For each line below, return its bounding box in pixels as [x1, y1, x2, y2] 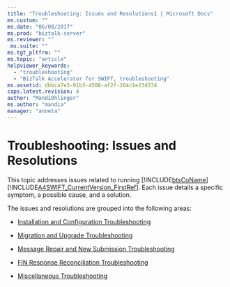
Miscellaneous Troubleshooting [17, 272, 108, 280]
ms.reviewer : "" [7, 36, 54, 43]
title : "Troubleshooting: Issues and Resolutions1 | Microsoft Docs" [7, 10, 214, 17]
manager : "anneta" [7, 108, 61, 115]
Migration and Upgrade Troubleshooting [17, 231, 133, 240]
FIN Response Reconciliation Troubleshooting [17, 258, 148, 266]
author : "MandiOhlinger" [7, 95, 79, 102]
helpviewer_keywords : [7, 62, 70, 69]
